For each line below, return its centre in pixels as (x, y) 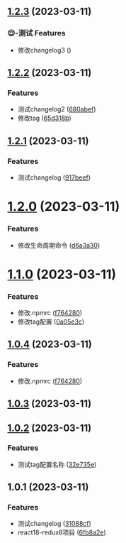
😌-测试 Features (36, 33)
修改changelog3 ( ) (45, 50)
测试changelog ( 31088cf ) (55, 524)
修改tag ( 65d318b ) (45, 118)
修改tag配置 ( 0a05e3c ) (51, 322)
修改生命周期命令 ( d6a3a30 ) (59, 245)
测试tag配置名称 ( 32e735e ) (57, 464)
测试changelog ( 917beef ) (54, 177)
